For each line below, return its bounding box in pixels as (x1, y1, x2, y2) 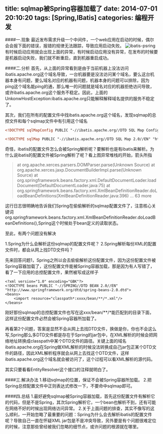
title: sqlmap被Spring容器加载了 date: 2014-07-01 (5, 4, 158, 13)
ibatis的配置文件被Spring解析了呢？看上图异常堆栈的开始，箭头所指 (17, 152, 152, 158)
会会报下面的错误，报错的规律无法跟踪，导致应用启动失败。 (5, 43, 124, 49)
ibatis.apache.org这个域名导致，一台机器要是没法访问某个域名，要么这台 (5, 71, 150, 77)
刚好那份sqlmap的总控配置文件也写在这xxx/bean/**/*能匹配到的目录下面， (5, 309, 154, 315)
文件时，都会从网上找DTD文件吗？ (5, 247, 74, 253)
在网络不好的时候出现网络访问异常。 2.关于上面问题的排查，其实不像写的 (5, 405, 150, 411)
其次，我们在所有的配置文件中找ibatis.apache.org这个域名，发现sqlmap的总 (5, 112, 157, 118)
